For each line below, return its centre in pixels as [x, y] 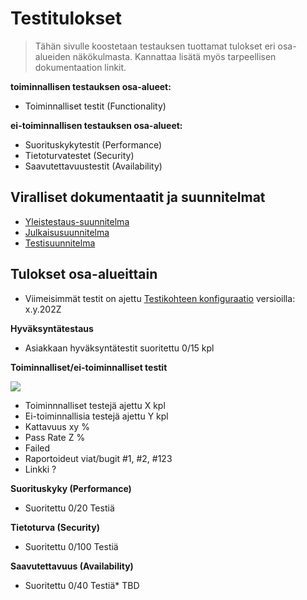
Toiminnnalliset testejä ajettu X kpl [95, 405]
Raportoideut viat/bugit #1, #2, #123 [98, 458]
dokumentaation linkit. [80, 67]
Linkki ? [40, 469]
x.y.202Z [43, 309]
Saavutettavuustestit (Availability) [93, 166]
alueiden [52, 56]
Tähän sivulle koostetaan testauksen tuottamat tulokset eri [155, 46]
